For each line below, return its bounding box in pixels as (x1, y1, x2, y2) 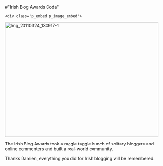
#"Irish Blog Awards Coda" (5, 4, 59, 10)
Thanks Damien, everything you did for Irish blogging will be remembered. (5, 156, 155, 161)
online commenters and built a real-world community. (5, 146, 114, 152)
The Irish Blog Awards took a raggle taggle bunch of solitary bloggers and (5, 141, 154, 146)
